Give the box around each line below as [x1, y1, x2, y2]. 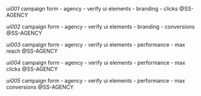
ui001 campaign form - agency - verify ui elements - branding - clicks [6, 5, 178, 12]
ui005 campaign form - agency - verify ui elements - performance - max [6, 77, 185, 84]
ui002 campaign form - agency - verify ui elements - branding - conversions [6, 23, 195, 30]
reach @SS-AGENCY [6, 47, 58, 55]
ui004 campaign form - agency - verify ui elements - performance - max [6, 59, 185, 66]
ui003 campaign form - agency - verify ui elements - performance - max [6, 41, 185, 48]
